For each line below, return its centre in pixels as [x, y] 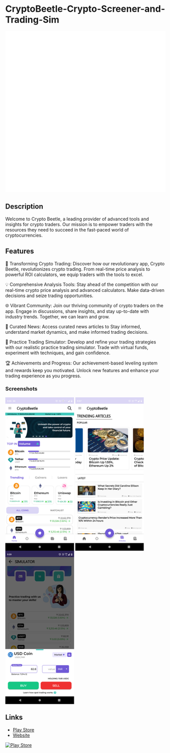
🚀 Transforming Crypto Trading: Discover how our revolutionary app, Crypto [85, 263]
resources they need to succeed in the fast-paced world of [67, 230]
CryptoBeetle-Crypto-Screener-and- [85, 9]
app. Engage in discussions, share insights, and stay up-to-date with [77, 311]
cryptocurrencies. [24, 235]
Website [21, 735]
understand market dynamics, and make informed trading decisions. [77, 332]
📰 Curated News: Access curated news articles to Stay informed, [73, 326]
